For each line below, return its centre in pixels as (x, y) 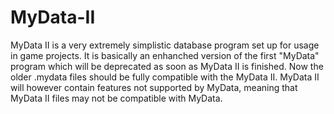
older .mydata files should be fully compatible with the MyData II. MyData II (165, 77)
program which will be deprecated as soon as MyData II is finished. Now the (167, 66)
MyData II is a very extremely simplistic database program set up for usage (165, 45)
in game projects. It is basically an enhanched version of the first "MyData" (165, 55)
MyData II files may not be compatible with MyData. (116, 98)
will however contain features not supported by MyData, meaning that (154, 87)
